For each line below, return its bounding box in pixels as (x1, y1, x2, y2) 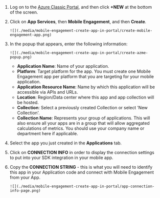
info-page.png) (9, 188, 41, 193)
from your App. (9, 175, 41, 180)
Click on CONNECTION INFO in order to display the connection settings (9, 150, 155, 155)
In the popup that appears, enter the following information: (9, 41, 128, 47)
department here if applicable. (17, 131, 78, 136)
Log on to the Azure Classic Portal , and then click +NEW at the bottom (9, 4, 152, 10)
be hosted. (17, 99, 39, 105)
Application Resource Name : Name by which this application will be (17, 84, 155, 90)
